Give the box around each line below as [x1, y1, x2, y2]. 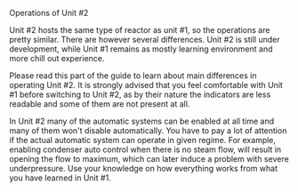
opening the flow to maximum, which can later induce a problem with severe [9, 154, 289, 164]
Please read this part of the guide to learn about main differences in [9, 70, 257, 81]
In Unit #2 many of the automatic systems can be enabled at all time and [9, 116, 275, 126]
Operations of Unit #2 [9, 8, 89, 18]
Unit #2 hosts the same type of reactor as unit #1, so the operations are [9, 25, 270, 35]
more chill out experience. [9, 53, 105, 63]
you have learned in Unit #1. [9, 172, 111, 183]
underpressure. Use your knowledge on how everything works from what [9, 164, 278, 173]
